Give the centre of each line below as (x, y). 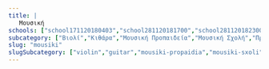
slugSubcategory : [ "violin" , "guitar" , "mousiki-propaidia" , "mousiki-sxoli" (136, 52)
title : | (23, 15)
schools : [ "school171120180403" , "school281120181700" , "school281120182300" (137, 30)
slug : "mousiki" (35, 45)
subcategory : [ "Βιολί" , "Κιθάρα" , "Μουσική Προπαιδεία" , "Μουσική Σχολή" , (130, 38)
